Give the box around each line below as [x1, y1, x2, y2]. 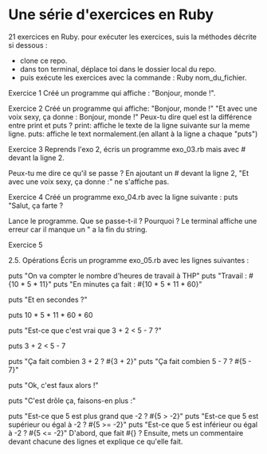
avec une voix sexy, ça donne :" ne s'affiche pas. [8, 177, 170, 186]
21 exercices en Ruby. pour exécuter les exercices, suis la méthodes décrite [8, 32, 257, 41]
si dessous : [8, 40, 48, 49]
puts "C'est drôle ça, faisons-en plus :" [8, 396, 136, 405]
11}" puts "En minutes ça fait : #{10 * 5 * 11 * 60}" [39, 279, 202, 288]
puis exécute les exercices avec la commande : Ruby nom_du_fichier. [19, 72, 247, 82]
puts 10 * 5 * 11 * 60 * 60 [8, 310, 93, 319]
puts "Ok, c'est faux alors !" [8, 380, 99, 389]
